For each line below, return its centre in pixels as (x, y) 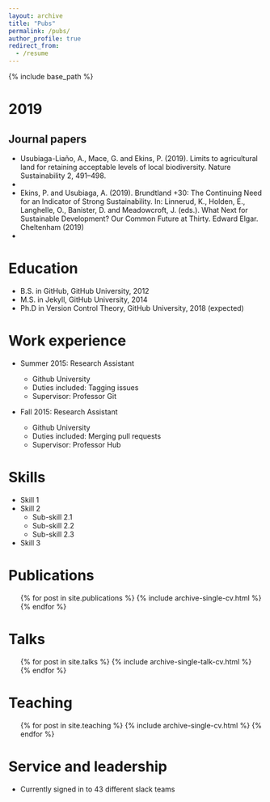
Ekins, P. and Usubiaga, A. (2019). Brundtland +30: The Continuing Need (141, 193)
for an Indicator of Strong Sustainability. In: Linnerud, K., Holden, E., (133, 202)
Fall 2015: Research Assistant (69, 412)
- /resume (32, 53)
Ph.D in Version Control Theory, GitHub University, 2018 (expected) (132, 308)
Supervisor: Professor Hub (76, 444)
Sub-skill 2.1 (52, 517)
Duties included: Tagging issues (85, 387)
